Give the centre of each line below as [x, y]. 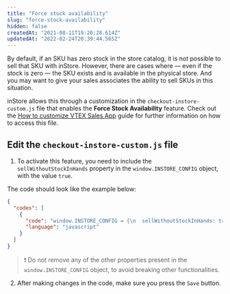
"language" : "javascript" [62, 227]
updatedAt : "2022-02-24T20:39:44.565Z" [64, 39]
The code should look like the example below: [72, 189]
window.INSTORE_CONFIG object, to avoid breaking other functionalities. [122, 269]
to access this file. [33, 123]
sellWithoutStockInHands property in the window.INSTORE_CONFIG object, [118, 168]
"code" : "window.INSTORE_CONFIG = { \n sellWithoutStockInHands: [120, 220]
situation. [20, 88]
